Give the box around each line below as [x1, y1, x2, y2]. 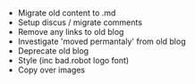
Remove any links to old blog [17, 27, 124, 37]
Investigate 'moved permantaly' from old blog [17, 36, 186, 46]
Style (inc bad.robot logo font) [17, 55, 130, 65]
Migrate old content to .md [17, 8, 116, 18]
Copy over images [17, 64, 86, 75]
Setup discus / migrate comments [17, 17, 143, 28]
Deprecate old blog [17, 46, 89, 56]
